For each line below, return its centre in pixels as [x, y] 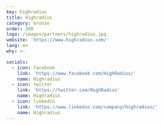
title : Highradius [29, 18]
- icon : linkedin [34, 101]
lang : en [17, 46]
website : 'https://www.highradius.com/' [58, 40]
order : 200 [20, 29]
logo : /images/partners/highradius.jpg [56, 34]
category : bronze [28, 23]
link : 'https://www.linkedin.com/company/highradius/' [88, 107]
